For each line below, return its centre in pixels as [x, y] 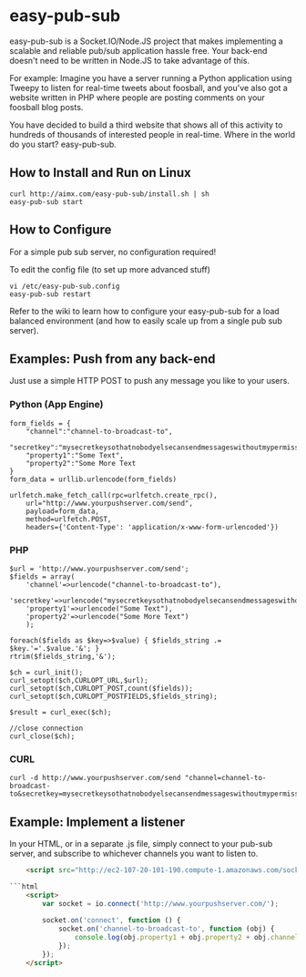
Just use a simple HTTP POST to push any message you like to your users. [149, 381]
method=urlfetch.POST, [69, 519]
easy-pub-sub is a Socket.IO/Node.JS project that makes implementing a [147, 41]
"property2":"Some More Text [81, 463]
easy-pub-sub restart [51, 294]
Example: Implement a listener [97, 822]
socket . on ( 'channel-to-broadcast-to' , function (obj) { [166, 929]
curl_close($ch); [42, 736]
